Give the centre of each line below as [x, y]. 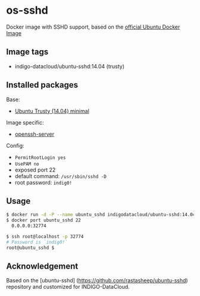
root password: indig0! [43, 182]
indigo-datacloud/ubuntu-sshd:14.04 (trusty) [70, 66]
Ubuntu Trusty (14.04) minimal [52, 111]
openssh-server [35, 134]
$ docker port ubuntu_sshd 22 [44, 220]
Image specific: [25, 122]
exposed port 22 [35, 170]
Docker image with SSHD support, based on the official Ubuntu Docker [93, 27]
